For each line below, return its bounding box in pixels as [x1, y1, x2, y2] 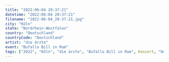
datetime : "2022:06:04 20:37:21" [5, 12, 75, 17]
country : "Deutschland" [5, 30, 55, 35]
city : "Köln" [5, 21, 33, 26]
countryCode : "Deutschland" [5, 35, 64, 40]
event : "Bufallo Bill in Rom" [5, 44, 69, 49]
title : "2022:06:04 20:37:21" [5, 7, 69, 12]
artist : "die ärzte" [5, 40, 49, 45]
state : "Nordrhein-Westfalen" [5, 26, 69, 31]
